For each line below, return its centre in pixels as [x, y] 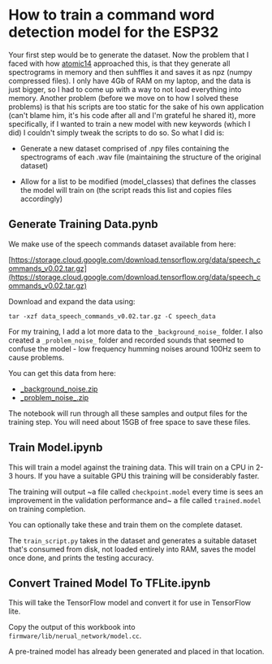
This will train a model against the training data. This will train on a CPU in [131, 467]
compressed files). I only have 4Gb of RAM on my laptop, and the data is [130, 81]
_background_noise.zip [59, 389]
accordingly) [41, 199]
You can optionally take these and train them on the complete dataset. [126, 524]
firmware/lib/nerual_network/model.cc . [75, 636]
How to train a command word [112, 15]
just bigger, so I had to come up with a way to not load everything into [125, 89]
